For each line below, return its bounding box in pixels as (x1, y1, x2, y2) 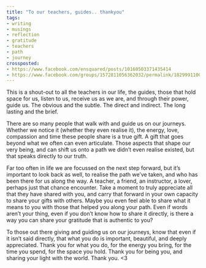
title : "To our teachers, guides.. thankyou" (6, 9, 124, 15)
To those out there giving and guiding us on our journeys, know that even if (6, 228, 196, 236)
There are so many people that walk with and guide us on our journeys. (6, 120, 186, 128)
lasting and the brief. (6, 108, 58, 115)
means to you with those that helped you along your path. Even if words (6, 204, 188, 211)
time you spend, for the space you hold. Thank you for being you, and (6, 248, 183, 255)
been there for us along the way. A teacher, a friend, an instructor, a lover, (6, 177, 193, 185)
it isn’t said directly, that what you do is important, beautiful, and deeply (6, 235, 187, 242)
